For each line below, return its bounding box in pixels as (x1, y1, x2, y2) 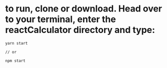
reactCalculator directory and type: (5, 24, 155, 35)
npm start (5, 58, 26, 63)
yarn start (5, 40, 28, 45)
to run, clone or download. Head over (5, 3, 162, 14)
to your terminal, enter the (5, 13, 116, 25)
